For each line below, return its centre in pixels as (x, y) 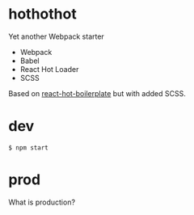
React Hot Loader (49, 69)
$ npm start (28, 148)
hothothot (42, 14)
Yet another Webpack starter (57, 36)
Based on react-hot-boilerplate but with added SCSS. (97, 93)
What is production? (42, 202)
